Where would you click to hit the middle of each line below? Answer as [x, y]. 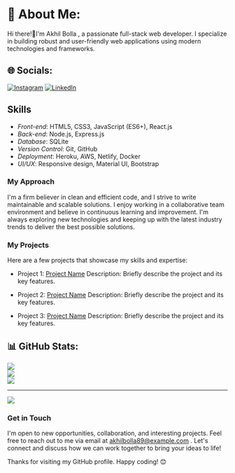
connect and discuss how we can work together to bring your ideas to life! [114, 448]
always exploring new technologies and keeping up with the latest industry [115, 219]
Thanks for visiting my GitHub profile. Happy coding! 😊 [87, 462]
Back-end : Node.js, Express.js [61, 134]
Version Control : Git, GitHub [57, 149]
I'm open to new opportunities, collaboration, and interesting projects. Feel [115, 433]
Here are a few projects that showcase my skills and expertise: [97, 260]
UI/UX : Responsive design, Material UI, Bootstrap [88, 163]
